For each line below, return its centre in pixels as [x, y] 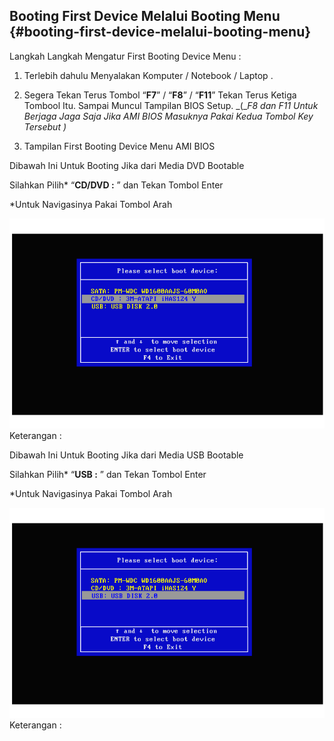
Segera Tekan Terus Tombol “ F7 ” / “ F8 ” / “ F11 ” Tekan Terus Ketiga [160, 95]
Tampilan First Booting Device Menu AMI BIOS [119, 146]
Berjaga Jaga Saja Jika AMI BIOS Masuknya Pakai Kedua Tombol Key [168, 116]
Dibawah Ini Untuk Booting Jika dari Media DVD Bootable [127, 165]
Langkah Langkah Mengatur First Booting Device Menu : [125, 56]
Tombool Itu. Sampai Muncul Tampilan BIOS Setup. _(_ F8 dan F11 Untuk [171, 105]
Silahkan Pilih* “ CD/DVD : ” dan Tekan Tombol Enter [116, 185]
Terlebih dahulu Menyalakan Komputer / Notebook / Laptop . [148, 75]
